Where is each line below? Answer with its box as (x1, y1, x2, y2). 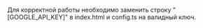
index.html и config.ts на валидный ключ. (74, 13, 197, 21)
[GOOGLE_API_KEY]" (7, 13, 69, 21)
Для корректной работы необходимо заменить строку (7, 6, 171, 14)
